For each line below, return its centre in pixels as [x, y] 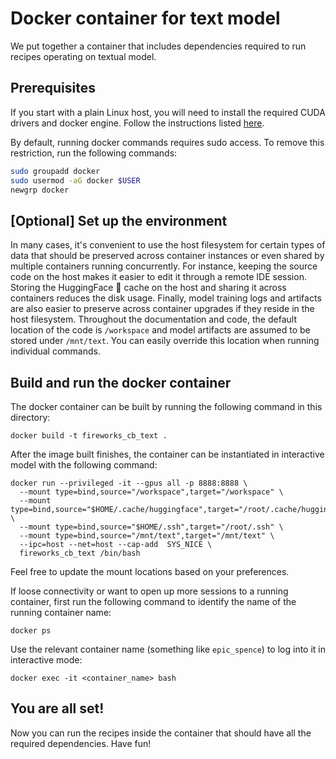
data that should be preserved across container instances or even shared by [167, 256]
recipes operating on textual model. [83, 56]
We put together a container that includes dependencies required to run [158, 46]
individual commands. [55, 351]
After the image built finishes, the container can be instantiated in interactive [167, 454]
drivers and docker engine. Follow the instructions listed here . [137, 123]
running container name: [61, 612]
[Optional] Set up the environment [119, 220]
